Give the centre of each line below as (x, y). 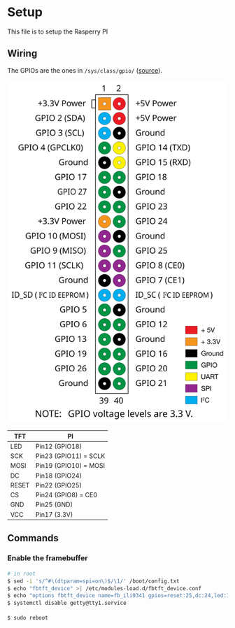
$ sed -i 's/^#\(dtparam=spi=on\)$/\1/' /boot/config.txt (93, 581)
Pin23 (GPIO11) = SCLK (70, 456)
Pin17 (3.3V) (54, 514)
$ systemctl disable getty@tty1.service (67, 603)
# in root (22, 573)
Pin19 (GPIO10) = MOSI (70, 466)
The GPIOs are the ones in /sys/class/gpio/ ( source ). (85, 70)
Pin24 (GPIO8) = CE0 (66, 495)
